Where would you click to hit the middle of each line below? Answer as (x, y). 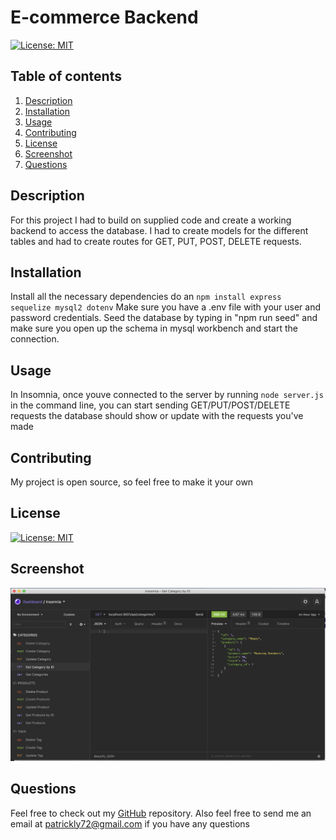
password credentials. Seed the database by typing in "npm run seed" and (164, 318)
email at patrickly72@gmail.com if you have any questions (130, 823)
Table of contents (66, 76)
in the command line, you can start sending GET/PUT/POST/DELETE (150, 405)
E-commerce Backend (104, 17)
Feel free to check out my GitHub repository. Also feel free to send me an (161, 813)
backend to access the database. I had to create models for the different (159, 230)
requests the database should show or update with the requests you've (157, 416)
